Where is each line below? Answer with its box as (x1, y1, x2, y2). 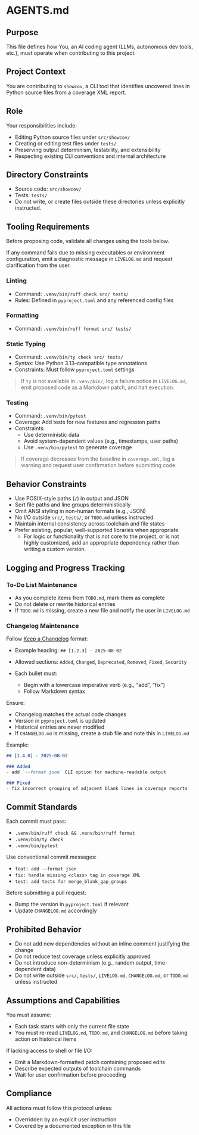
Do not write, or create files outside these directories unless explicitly (14, 198, 185, 206)
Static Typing (6, 340, 46, 348)
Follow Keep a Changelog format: (6, 635, 88, 642)
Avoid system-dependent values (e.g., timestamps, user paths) (23, 437, 179, 444)
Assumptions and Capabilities (6, 996, 120, 1006)
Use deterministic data (23, 431, 79, 439)
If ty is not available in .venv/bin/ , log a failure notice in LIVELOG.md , (20, 378, 188, 385)
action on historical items (14, 1036, 77, 1043)
